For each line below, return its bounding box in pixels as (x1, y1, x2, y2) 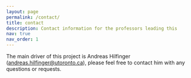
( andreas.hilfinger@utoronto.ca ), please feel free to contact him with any (6, 59, 185, 66)
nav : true (6, 31, 31, 37)
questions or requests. (6, 65, 61, 72)
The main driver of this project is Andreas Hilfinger (6, 53, 131, 60)
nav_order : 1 (6, 36, 39, 42)
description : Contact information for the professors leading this (6, 25, 178, 32)
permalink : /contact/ (6, 14, 60, 20)
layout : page (6, 8, 39, 15)
